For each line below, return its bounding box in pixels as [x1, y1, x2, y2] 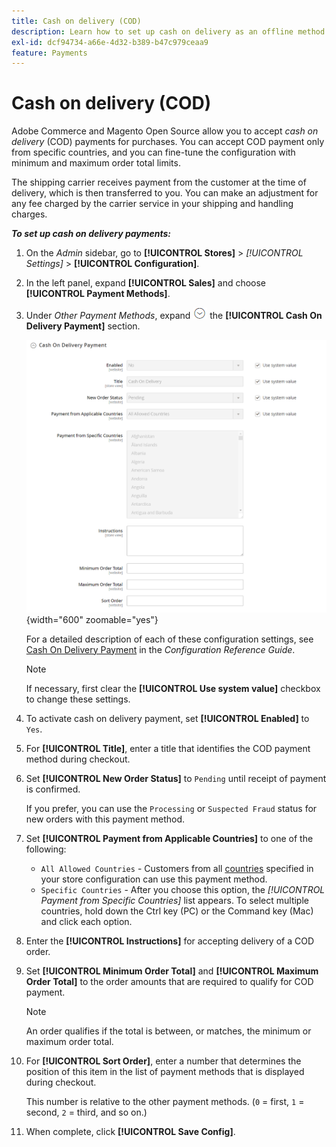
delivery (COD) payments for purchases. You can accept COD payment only [11, 136, 325, 148]
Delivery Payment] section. [25, 320, 141, 332]
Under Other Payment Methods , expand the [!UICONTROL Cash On [25, 310, 323, 322]
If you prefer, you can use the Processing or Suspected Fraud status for [25, 802, 318, 814]
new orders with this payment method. [25, 813, 186, 825]
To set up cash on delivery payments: [11, 228, 172, 240]
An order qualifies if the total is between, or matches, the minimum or [25, 1025, 312, 1037]
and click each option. [40, 915, 133, 927]
